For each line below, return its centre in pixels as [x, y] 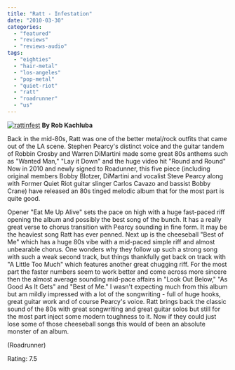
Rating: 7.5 [22, 358]
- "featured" [33, 33]
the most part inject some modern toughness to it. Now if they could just [112, 316]
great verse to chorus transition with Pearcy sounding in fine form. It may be [117, 227]
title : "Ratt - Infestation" [50, 14]
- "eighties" [33, 60]
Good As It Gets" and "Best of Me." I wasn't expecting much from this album [117, 286]
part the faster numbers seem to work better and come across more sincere [117, 272]
